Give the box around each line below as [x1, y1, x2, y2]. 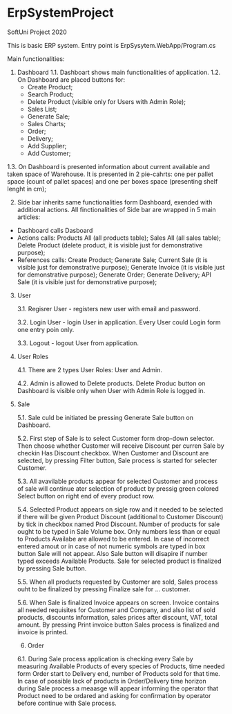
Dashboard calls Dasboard [17, 226, 93, 234]
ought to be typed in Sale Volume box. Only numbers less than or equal [17, 527, 220, 535]
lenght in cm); [7, 184, 47, 193]
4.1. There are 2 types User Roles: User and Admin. [17, 365, 163, 374]
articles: [17, 213, 41, 221]
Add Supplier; [27, 141, 67, 150]
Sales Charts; [27, 119, 66, 128]
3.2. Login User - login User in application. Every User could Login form [17, 317, 221, 326]
